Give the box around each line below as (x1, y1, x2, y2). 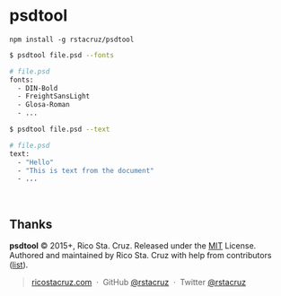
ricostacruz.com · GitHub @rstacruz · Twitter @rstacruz (31, 277, 247, 288)
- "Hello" (17, 158, 54, 167)
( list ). (9, 259, 29, 270)
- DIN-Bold (17, 83, 58, 92)
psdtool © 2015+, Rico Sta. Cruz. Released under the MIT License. (9, 240, 257, 251)
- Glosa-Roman (17, 100, 70, 109)
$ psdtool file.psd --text (9, 125, 110, 135)
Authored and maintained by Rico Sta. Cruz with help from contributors (9, 250, 272, 261)
